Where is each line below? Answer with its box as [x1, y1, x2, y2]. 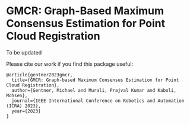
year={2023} [11, 108, 42, 114]
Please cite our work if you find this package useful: [6, 60, 134, 68]
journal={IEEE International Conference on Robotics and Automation [11, 98, 185, 104]
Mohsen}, [6, 92, 28, 98]
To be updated [6, 49, 42, 56]
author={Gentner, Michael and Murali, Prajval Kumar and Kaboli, [11, 87, 177, 93]
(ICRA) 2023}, [6, 102, 42, 109]
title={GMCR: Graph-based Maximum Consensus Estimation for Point [11, 77, 179, 83]
